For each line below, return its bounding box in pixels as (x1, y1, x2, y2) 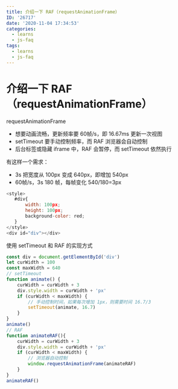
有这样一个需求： (6, 158, 49, 165)
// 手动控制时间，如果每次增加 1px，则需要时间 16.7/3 (28, 299, 151, 305)
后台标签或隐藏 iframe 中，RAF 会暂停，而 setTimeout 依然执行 (14, 145, 172, 152)
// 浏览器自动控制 (28, 355, 68, 361)
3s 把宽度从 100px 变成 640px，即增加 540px (14, 171, 129, 178)
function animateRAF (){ (6, 333, 66, 339)
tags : (6, 43, 20, 49)
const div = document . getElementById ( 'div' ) (6, 254, 120, 260)
